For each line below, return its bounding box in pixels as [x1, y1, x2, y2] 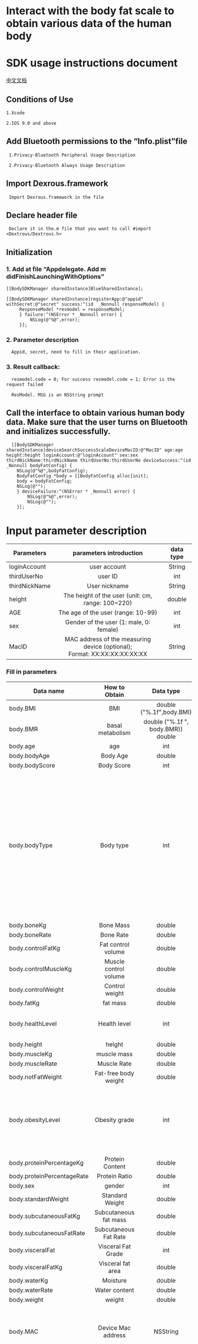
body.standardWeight [9, 1195, 69, 1203]
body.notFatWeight [9, 1073, 62, 1081]
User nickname [87, 582, 129, 590]
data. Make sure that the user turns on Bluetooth [6, 417, 188, 427]
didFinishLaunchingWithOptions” [6, 272, 104, 281]
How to [104, 683, 125, 691]
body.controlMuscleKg [9, 964, 72, 973]
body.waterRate [9, 1286, 53, 1294]
